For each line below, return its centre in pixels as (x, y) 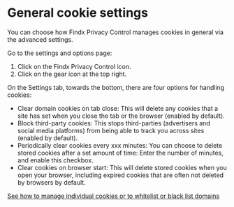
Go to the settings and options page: (60, 53)
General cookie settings (78, 13)
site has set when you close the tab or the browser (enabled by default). (121, 116)
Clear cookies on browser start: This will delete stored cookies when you (122, 167)
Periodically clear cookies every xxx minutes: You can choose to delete (120, 145)
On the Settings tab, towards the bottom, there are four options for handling (116, 87)
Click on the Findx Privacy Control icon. (74, 66)
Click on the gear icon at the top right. (72, 74)
